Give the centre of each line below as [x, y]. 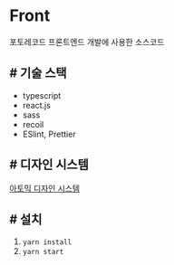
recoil [33, 124]
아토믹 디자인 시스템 [44, 188]
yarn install [47, 242]
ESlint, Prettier [49, 134]
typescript [42, 95]
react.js [37, 105]
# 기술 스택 [38, 73]
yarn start [43, 252]
